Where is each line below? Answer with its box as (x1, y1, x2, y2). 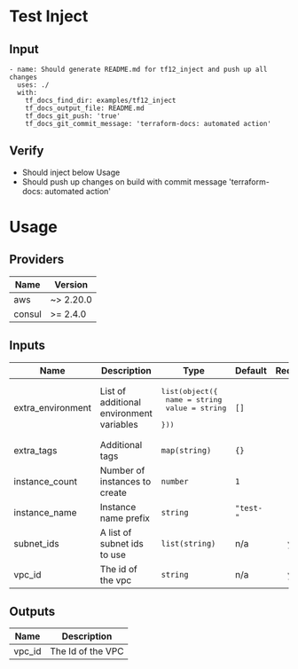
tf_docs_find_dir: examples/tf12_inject (25, 96, 176, 105)
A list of (99, 526, 132, 539)
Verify (9, 144, 44, 159)
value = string (165, 403, 227, 413)
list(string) (161, 539, 216, 548)
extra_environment (13, 402, 91, 414)
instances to (99, 475, 152, 487)
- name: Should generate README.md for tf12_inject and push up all (9, 65, 268, 74)
